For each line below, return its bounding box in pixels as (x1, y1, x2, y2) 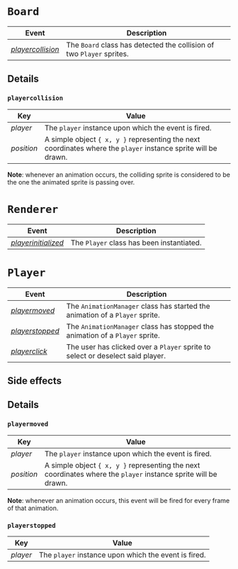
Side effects (7, 375, 62, 387)
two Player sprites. (66, 48, 129, 58)
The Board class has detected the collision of (66, 40, 215, 50)
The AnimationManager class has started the (66, 301, 210, 311)
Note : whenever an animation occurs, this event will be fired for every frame (7, 496, 230, 504)
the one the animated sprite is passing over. (7, 177, 135, 186)
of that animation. (7, 504, 59, 512)
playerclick (11, 346, 47, 356)
